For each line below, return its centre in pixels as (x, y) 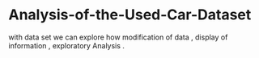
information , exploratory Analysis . (67, 45)
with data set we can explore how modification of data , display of (118, 37)
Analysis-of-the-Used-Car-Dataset (130, 15)
